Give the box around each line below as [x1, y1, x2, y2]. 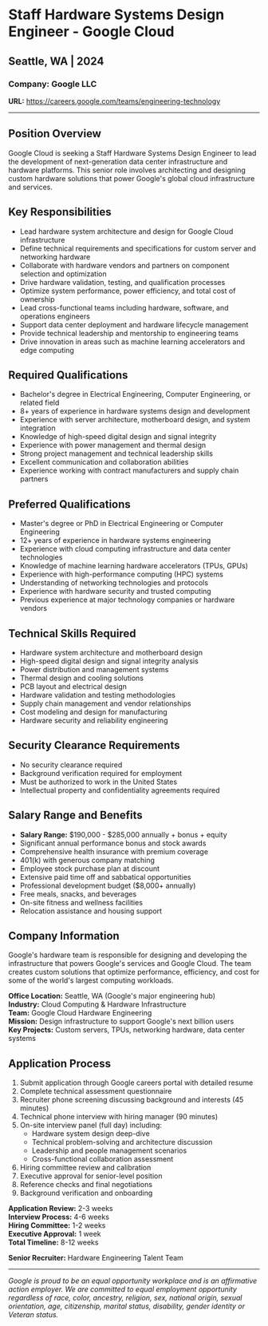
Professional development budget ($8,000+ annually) [19, 881, 196, 890]
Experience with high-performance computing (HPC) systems [19, 569, 223, 580]
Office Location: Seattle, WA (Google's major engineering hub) [8, 992, 216, 1001]
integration [19, 423, 56, 433]
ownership [19, 294, 55, 304]
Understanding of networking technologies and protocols [19, 578, 209, 588]
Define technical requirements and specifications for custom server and [19, 243, 257, 253]
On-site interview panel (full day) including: [19, 1120, 162, 1130]
